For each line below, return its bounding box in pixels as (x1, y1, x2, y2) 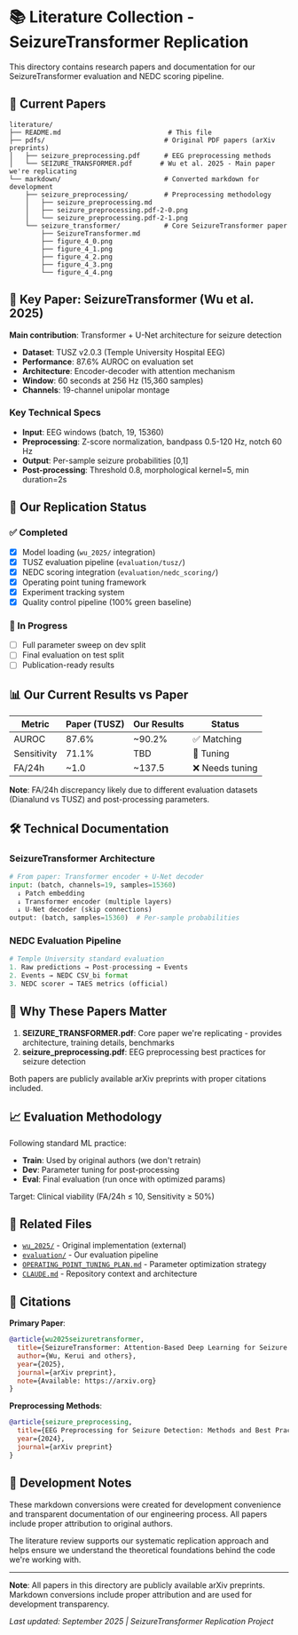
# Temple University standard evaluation (9, 954, 165, 964)
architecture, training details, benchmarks (21, 1037, 175, 1048)
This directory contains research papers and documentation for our (9, 61, 255, 72)
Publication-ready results (21, 659, 115, 671)
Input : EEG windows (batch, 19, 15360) (21, 427, 164, 437)
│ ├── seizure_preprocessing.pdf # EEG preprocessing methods (9, 151, 272, 160)
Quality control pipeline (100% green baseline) (21, 596, 192, 607)
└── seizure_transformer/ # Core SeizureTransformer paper (25, 221, 288, 230)
